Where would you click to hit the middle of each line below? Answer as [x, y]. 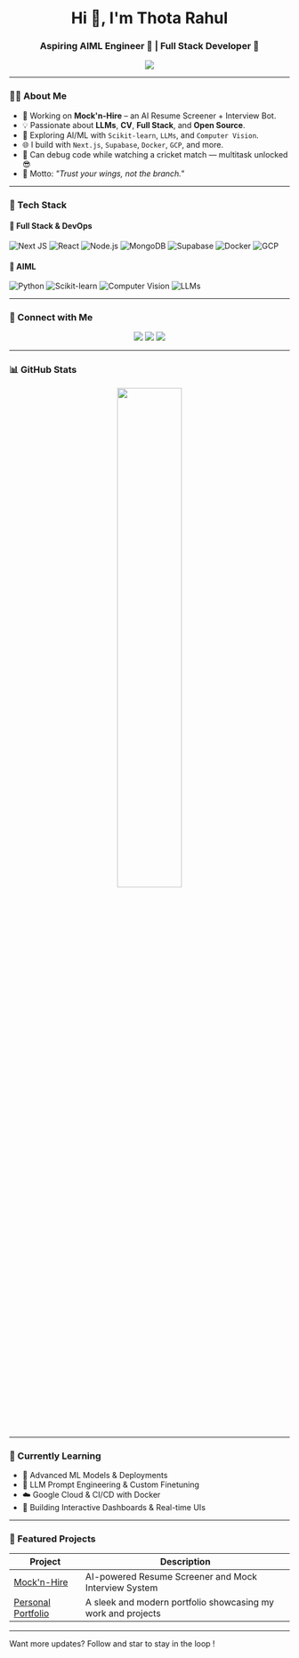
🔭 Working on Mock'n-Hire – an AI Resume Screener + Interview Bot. [149, 116]
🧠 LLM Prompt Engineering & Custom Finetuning [111, 1484]
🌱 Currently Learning [55, 1456]
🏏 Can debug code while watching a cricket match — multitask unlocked [155, 154]
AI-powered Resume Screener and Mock [171, 1577]
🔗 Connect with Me [51, 318]
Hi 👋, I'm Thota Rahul [149, 18]
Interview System [121, 1588]
